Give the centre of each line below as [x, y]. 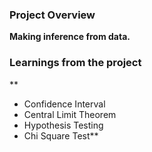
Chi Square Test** [61, 135]
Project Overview [52, 15]
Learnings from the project [75, 63]
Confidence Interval [64, 104]
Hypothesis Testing [63, 125]
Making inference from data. [70, 37]
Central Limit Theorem [70, 114]
